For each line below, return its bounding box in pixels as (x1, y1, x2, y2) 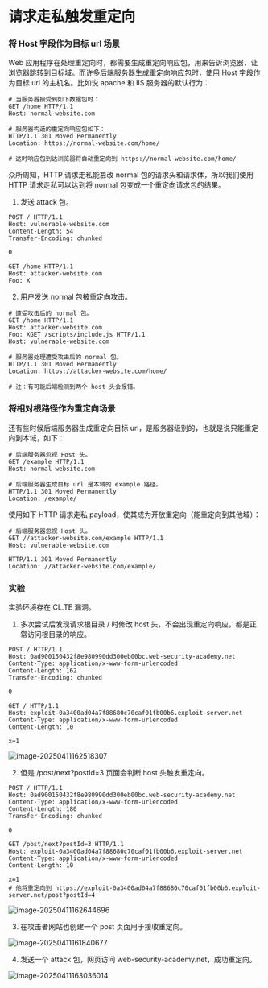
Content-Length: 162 (8, 667, 78, 675)
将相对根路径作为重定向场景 (8, 403, 116, 415)
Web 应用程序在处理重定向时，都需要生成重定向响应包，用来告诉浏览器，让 (8, 58, 258, 68)
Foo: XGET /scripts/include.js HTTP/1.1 (8, 331, 146, 339)
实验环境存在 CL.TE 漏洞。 (8, 602, 97, 612)
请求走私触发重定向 (8, 7, 136, 26)
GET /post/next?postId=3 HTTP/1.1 (8, 841, 125, 849)
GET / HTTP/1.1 (8, 702, 60, 710)
